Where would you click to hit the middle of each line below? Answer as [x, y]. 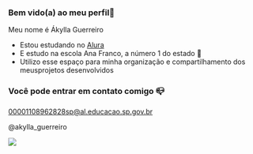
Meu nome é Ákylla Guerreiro [56, 30]
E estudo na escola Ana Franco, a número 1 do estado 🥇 [110, 54]
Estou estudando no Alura [62, 45]
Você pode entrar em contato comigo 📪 [86, 92]
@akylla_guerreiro [38, 126]
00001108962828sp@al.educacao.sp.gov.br [81, 111]
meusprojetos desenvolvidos [67, 70]
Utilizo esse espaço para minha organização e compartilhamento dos [132, 62]
